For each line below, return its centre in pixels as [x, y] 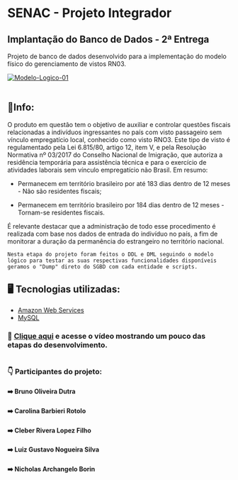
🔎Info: [21, 108]
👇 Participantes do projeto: [55, 371]
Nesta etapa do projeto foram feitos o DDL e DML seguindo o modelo [110, 254]
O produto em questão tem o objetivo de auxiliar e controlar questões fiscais [119, 124]
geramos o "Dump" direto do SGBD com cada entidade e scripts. [103, 267]
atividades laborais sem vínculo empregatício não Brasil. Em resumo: [108, 170]
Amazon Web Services [51, 310]
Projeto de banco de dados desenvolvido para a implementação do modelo [117, 56]
